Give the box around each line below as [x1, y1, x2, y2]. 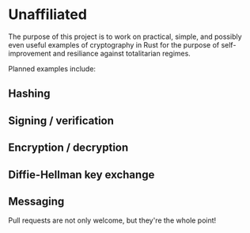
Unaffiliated [8, 6, 87, 24]
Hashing [8, 87, 51, 101]
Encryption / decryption [8, 141, 129, 155]
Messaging [8, 194, 65, 208]
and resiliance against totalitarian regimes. [52, 48, 191, 58]
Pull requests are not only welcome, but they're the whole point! [8, 216, 217, 225]
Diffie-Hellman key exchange [8, 168, 155, 181]
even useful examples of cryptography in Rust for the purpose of [8, 40, 220, 49]
